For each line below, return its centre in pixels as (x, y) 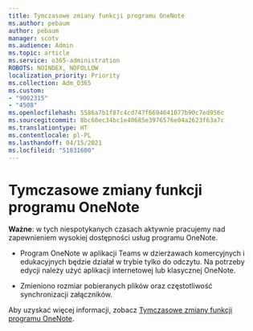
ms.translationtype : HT (48, 128)
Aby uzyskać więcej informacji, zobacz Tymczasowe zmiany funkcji (120, 310)
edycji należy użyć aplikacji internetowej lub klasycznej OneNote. (128, 271)
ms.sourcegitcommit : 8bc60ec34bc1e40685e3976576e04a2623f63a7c (116, 121)
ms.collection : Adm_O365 (50, 83)
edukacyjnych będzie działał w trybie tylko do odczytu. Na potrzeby (132, 262)
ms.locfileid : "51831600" (51, 150)
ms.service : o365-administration (64, 61)
